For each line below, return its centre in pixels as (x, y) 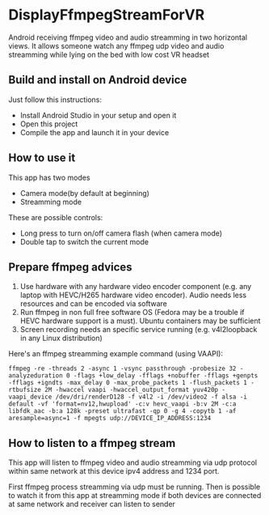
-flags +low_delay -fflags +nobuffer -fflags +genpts (166, 376)
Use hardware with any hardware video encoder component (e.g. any (136, 287)
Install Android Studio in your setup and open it (98, 115)
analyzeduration (36, 376)
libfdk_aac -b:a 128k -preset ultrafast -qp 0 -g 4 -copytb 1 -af (122, 411)
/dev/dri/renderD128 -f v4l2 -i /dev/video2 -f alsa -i (151, 397)
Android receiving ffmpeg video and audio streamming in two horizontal (128, 37)
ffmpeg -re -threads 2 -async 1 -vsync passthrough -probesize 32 (122, 369)
